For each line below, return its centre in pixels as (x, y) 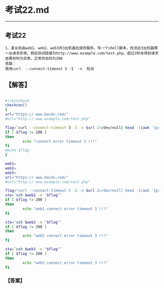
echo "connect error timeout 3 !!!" (60, 141)
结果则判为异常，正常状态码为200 (34, 58)
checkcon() (16, 105)
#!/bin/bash (17, 101)
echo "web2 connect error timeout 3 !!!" (65, 236)
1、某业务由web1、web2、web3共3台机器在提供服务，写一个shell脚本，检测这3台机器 (80, 48)
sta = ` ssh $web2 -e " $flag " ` (34, 222)
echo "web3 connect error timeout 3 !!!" (65, 263)
